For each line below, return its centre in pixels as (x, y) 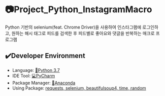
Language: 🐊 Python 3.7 (36, 70)
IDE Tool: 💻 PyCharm (33, 76)
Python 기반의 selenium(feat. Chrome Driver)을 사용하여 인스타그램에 (73, 27)
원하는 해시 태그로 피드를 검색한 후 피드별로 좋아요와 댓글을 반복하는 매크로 (83, 33)
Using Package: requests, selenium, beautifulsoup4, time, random (79, 88)
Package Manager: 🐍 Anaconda (44, 83)
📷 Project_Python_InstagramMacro (79, 10)
